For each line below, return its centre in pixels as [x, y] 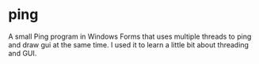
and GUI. [23, 53]
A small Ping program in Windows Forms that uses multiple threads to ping [130, 36]
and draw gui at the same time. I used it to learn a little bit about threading [129, 44]
